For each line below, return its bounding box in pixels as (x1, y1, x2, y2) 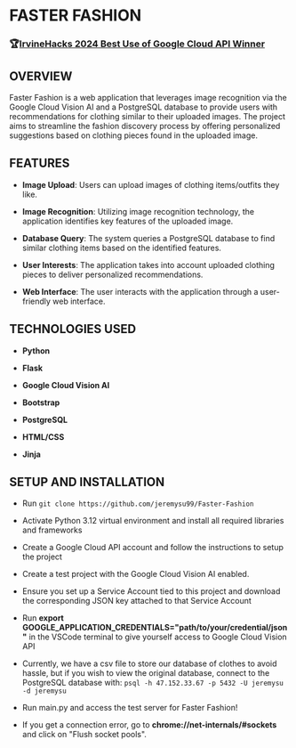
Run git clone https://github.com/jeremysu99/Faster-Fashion (21, 498, 254, 508)
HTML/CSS (21, 431, 65, 442)
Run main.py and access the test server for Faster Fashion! (21, 703, 238, 713)
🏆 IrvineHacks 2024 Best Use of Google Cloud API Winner (9, 37, 265, 50)
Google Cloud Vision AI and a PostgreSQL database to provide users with (9, 102, 278, 112)
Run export (21, 613, 64, 623)
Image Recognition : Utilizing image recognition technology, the (21, 206, 255, 216)
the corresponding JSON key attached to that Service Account (21, 596, 252, 606)
